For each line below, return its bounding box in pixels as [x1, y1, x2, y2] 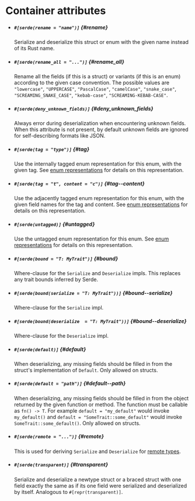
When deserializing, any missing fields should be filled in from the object [13, 394, 189, 402]
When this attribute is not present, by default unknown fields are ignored [13, 126, 189, 133]
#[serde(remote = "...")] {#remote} [13, 433, 105, 440]
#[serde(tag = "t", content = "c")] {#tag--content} [13, 180, 145, 187]
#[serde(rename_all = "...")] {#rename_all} [13, 58, 125, 65]
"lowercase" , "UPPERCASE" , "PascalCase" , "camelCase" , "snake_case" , [13, 85, 176, 92]
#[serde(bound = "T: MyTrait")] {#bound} [13, 255, 119, 262]
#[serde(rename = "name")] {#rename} [13, 23, 109, 30]
